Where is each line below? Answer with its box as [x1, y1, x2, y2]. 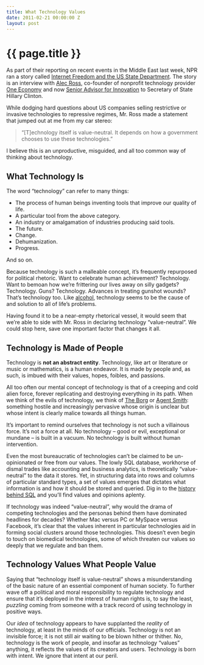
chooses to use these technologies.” [21, 135, 113, 143]
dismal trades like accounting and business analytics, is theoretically [6, 465, 178, 472]
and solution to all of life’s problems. [6, 301, 97, 308]
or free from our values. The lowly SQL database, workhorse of [37, 459, 196, 466]
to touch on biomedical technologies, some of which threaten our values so [6, 535, 195, 542]
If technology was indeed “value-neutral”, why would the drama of [6, 503, 173, 510]
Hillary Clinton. [6, 92, 44, 100]
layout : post [6, 20, 40, 26]
